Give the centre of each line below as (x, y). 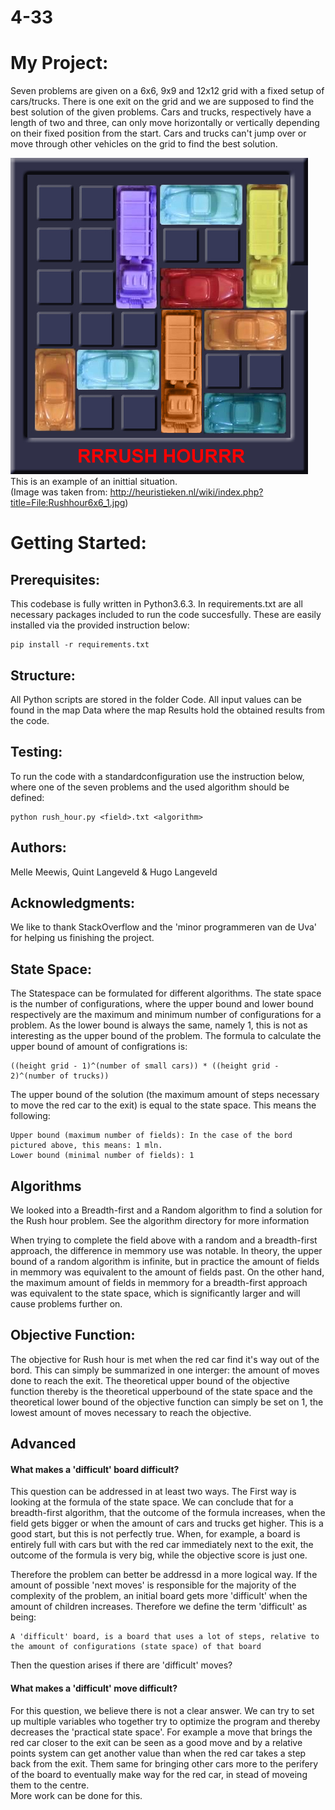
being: (23, 1617)
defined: (27, 797)
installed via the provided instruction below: (100, 625)
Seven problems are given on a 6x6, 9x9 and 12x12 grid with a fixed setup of (167, 91)
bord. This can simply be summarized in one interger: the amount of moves (165, 1370)
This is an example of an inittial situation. (94, 482)
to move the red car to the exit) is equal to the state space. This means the (163, 1105)
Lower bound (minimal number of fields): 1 (102, 1156)
